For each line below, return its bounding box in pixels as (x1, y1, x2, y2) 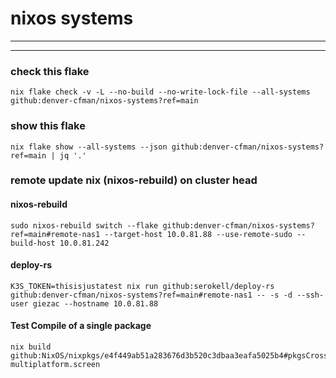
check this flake (10, 64, 90, 78)
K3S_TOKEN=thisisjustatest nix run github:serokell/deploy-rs (10, 281, 275, 291)
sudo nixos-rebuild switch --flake (10, 220, 159, 231)
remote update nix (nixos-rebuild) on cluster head (10, 173, 258, 187)
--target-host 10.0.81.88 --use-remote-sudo (104, 229, 293, 239)
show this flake (10, 119, 86, 133)
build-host (10, 238, 56, 248)
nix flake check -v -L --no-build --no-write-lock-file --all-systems (10, 87, 311, 97)
